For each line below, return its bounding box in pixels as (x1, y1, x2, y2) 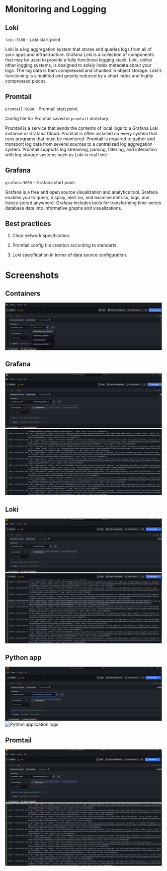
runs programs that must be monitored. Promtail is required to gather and (5, 136, 155, 142)
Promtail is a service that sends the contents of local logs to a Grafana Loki (5, 125, 159, 131)
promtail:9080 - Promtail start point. (5, 106, 79, 112)
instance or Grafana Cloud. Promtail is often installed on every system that (5, 130, 158, 136)
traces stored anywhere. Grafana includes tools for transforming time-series (5, 200, 162, 206)
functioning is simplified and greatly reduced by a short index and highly (5, 73, 154, 78)
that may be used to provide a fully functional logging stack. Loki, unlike (5, 57, 153, 63)
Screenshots (5, 270, 59, 281)
